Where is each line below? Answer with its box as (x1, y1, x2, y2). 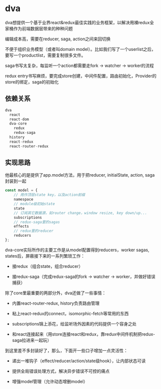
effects (14, 224, 29, 229)
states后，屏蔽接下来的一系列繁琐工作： (5, 253, 85, 259)
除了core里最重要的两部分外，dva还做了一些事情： (5, 290, 106, 296)
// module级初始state (14, 202, 55, 207)
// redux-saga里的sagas (14, 219, 60, 225)
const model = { (5, 188, 38, 193)
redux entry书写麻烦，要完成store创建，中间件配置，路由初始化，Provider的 (5, 73, 157, 79)
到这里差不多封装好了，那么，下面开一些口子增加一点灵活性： (5, 347, 128, 353)
